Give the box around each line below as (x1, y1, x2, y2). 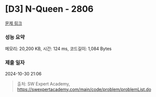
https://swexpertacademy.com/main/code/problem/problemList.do (17, 86, 152, 92)
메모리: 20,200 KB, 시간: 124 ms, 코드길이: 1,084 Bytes (5, 46, 112, 52)
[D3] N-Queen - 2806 (5, 3, 94, 15)
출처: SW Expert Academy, (17, 81, 70, 87)
